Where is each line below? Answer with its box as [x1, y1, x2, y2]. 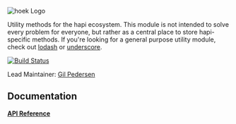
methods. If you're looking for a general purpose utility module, [32, 35, 216, 44]
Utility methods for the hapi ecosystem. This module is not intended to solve [7, 20, 230, 28]
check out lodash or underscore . [7, 43, 102, 51]
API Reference [7, 109, 51, 118]
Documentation [7, 90, 78, 102]
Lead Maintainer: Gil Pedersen [7, 70, 95, 78]
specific [7, 35, 31, 44]
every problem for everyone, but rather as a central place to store [7, 28, 198, 36]
